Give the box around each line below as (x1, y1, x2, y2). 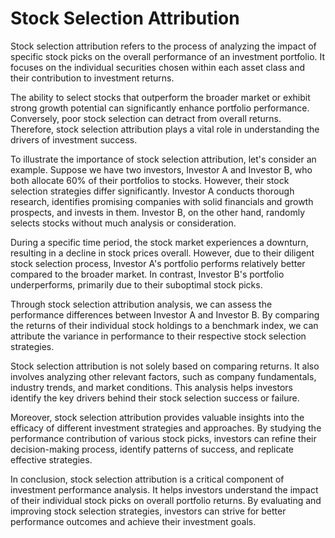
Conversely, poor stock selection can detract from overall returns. (10, 112, 282, 124)
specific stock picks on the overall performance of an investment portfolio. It (10, 50, 326, 62)
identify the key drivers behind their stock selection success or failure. (10, 392, 300, 404)
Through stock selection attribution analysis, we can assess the (10, 298, 273, 310)
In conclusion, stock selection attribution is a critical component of (10, 473, 285, 485)
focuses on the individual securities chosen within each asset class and (10, 61, 305, 73)
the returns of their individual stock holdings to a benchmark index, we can (10, 319, 319, 331)
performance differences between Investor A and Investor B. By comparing (10, 308, 320, 321)
